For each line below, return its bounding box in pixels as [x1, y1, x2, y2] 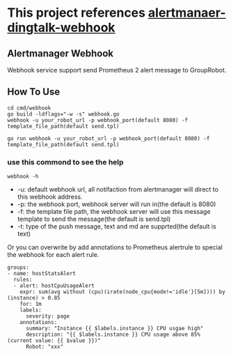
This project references [7, 5, 146, 21]
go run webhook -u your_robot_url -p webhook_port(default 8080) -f [7, 134, 210, 142]
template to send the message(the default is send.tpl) [17, 215, 171, 224]
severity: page [25, 313, 70, 320]
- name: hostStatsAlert [7, 270, 77, 277]
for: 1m [19, 301, 42, 308]
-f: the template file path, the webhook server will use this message [17, 208, 211, 216]
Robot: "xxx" [25, 343, 64, 350]
